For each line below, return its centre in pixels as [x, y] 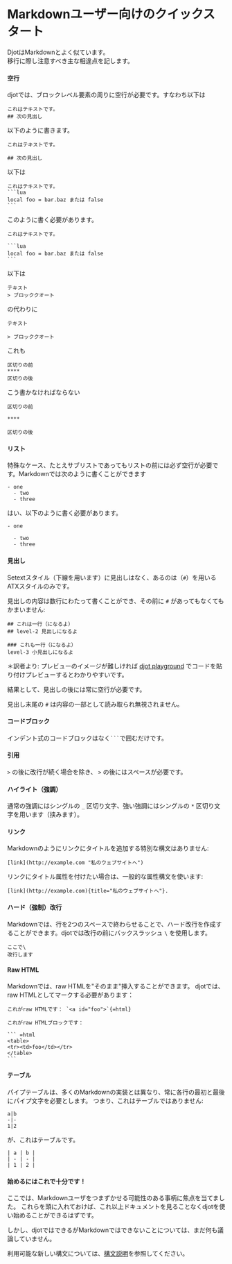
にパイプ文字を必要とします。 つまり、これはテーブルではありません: [105, 1100]
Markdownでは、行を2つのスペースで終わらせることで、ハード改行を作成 [111, 924]
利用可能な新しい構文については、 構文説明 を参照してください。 [98, 1254]
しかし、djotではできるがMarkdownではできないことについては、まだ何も [113, 1230]
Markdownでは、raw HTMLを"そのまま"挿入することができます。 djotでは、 [116, 986]
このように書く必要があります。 [53, 220]
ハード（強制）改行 [35, 907]
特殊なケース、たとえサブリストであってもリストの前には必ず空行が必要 [110, 465]
